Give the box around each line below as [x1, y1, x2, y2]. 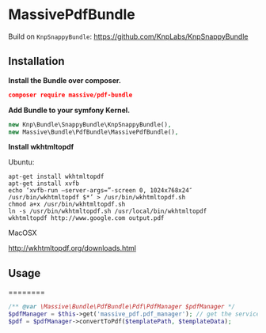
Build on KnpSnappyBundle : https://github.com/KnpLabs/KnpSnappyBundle [8, 32, 249, 41]
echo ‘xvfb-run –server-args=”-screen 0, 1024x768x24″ [8, 187, 193, 195]
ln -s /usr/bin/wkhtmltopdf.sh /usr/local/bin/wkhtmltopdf [8, 207, 207, 215]
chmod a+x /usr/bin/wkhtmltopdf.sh [8, 200, 126, 209]
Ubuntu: [8, 157, 35, 167]
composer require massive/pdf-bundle [8, 91, 133, 99]
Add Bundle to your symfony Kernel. [8, 105, 131, 115]
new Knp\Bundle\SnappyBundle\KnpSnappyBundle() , [8, 120, 172, 128]
